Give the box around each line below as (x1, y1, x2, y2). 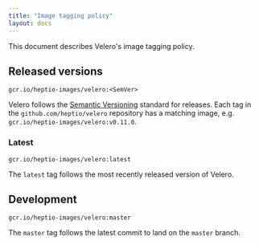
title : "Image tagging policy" (8, 11, 113, 20)
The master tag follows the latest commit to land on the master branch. (8, 228, 241, 238)
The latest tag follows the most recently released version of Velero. (8, 169, 235, 179)
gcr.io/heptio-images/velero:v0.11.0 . (8, 117, 137, 127)
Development (8, 193, 78, 206)
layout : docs (8, 19, 52, 27)
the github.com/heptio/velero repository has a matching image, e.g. (8, 108, 235, 118)
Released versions (8, 64, 103, 78)
